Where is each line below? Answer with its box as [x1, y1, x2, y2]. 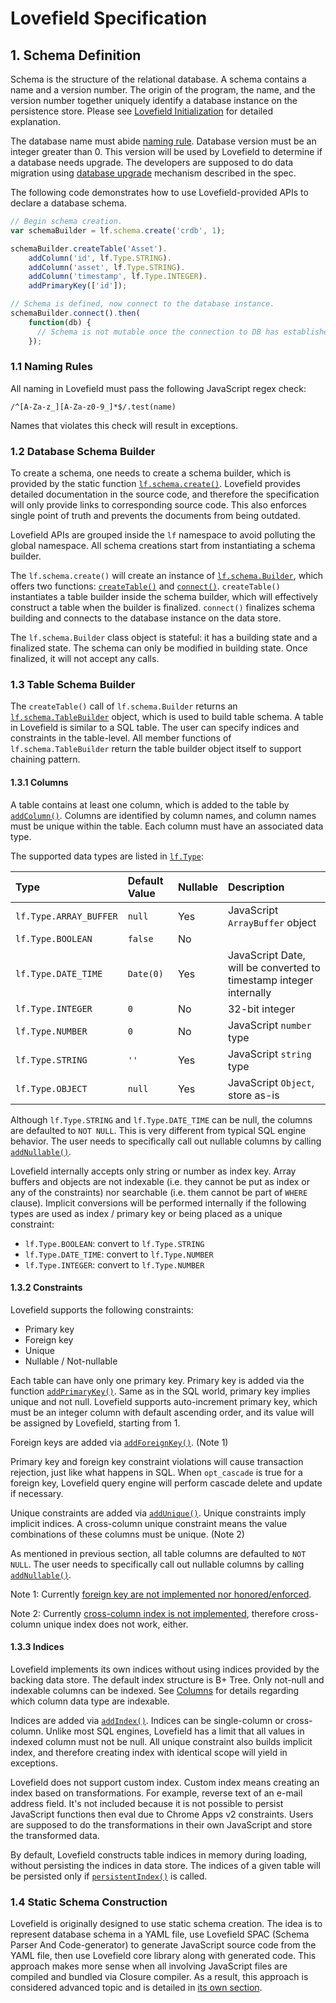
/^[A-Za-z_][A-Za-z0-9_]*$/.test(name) [10, 402, 177, 412]
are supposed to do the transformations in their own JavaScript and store [10, 1819, 313, 1831]
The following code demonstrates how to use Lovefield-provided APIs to [10, 187, 309, 198]
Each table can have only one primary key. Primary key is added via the [10, 1374, 305, 1386]
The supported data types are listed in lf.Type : [10, 850, 204, 862]
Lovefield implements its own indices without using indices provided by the [10, 1663, 320, 1675]
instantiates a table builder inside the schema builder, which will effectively [10, 591, 318, 603]
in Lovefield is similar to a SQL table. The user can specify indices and [10, 722, 300, 734]
